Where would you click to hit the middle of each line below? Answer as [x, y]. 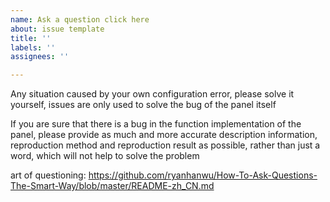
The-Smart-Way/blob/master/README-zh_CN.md [112, 186]
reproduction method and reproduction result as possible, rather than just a [165, 145]
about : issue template [57, 29]
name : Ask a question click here [80, 19]
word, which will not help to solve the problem [105, 156]
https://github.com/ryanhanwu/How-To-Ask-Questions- [203, 175]
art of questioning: [48, 175]
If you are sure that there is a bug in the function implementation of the [156, 124]
